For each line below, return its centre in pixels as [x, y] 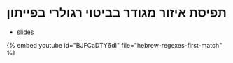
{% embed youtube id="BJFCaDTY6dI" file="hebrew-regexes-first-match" [114, 45]
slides [25, 32]
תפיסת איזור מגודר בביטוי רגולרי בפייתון [116, 13]
